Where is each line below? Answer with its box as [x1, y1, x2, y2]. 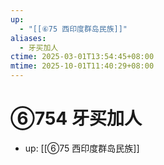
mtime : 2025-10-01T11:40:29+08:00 [10, 61, 155, 71]
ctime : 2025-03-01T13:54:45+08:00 [10, 52, 155, 62]
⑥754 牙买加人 [10, 107, 142, 130]
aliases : [10, 33, 47, 43]
